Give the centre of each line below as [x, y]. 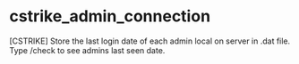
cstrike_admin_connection [110, 16]
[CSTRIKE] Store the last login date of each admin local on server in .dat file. [150, 41]
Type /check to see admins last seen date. [87, 50]
